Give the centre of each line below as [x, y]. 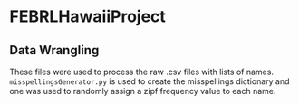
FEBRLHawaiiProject [87, 17]
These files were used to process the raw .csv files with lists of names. [142, 72]
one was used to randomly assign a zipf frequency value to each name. [143, 91]
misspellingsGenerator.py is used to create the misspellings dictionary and [149, 81]
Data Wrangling [54, 50]
